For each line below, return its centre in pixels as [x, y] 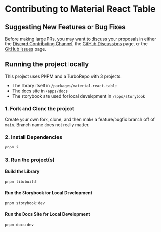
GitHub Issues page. [26, 49]
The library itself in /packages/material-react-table [65, 85]
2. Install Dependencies [34, 137]
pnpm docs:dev [20, 225]
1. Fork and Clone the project [40, 108]
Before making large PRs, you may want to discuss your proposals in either [80, 39]
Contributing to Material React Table [80, 9]
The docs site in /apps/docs [40, 91]
